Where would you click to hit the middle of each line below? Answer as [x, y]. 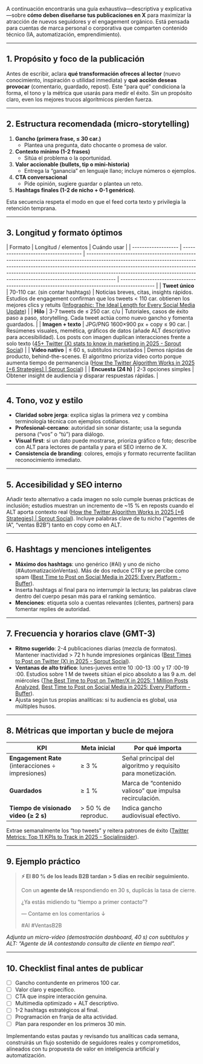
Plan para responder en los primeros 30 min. [71, 1023]
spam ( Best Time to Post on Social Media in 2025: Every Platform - [98, 577]
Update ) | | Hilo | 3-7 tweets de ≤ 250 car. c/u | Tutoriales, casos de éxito [97, 311]
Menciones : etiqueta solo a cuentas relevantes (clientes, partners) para [104, 602]
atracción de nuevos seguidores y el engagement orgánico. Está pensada [98, 21]
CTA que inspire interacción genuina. [61, 996]
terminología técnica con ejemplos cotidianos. [72, 421]
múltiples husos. [35, 706]
